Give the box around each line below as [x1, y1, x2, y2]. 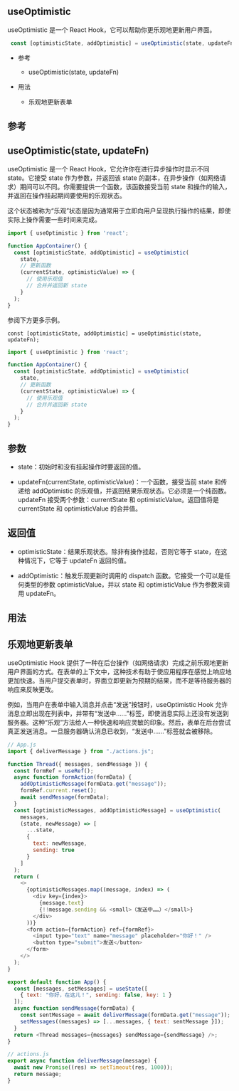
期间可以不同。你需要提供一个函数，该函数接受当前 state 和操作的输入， [19, 182, 231, 191]
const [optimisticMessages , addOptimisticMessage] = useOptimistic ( [14, 807, 221, 814]
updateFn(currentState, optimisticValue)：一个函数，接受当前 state [17, 477, 213, 486]
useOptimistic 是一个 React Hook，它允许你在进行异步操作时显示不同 [7, 164, 210, 173]
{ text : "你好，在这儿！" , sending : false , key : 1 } [20, 991, 172, 999]
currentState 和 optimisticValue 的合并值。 [17, 504, 142, 513]
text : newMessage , [33, 840, 87, 847]
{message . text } [38, 900, 84, 907]
